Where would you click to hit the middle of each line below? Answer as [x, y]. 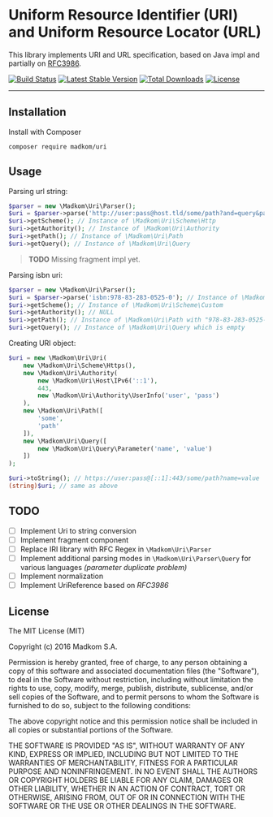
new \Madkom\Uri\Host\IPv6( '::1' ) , [98, 380]
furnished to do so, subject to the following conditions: [100, 705]
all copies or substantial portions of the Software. [91, 729]
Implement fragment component [74, 540]
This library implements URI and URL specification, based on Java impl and [134, 54]
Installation [37, 112]
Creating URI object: [42, 344]
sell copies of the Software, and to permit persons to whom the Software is [134, 697]
